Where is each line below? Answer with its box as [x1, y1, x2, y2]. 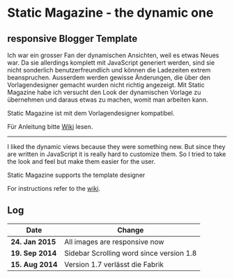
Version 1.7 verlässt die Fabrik [63, 259, 164, 269]
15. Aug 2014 [10, 259, 58, 269]
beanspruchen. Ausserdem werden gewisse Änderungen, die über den [7, 73, 211, 82]
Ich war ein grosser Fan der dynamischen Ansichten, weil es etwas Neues [7, 51, 219, 59]
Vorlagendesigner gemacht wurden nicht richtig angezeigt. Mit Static [7, 81, 205, 88]
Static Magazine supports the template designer [7, 171, 146, 179]
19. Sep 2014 [10, 248, 57, 258]
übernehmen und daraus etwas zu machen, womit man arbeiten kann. [7, 95, 208, 104]
